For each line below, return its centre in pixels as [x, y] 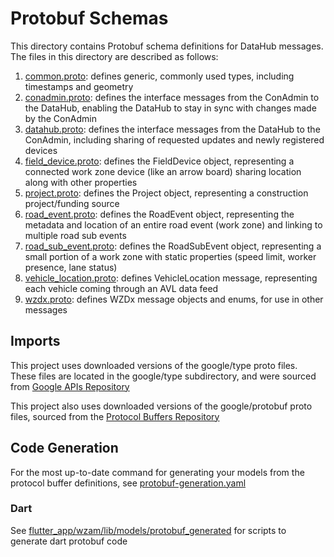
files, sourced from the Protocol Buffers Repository [115, 416]
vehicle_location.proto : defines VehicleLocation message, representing [171, 278]
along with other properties [81, 182]
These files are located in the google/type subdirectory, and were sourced [163, 376]
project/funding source [72, 203]
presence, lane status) [71, 267]
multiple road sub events [75, 235]
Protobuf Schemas [89, 18]
